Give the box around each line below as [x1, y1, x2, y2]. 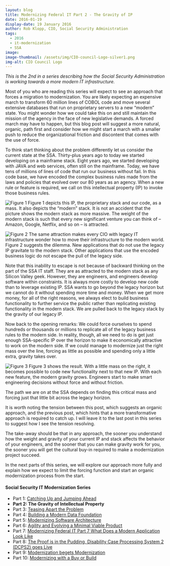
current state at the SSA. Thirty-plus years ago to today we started [5, 152, 145, 158]
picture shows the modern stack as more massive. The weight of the [5, 211, 149, 217]
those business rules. [5, 190, 50, 196]
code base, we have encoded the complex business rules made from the [5, 174, 158, 180]
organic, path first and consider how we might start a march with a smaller [5, 126, 161, 132]
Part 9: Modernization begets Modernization [12, 549, 106, 556]
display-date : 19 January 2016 [5, 21, 72, 27]
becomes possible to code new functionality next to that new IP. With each [5, 369, 161, 375]
